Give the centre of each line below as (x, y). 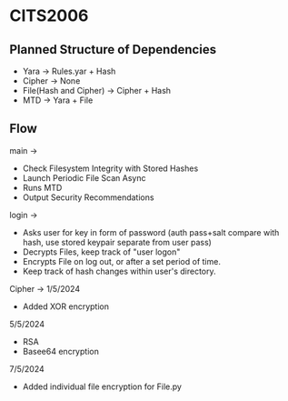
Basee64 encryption (61, 351)
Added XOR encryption (65, 306)
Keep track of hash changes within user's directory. (119, 271)
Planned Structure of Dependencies (113, 50)
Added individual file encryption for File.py (102, 386)
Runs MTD (42, 187)
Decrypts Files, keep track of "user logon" (101, 252)
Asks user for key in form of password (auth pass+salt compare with (151, 232)
